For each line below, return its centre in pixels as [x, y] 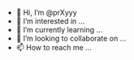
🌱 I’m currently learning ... [59, 30]
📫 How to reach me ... [54, 47]
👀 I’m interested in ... [50, 21]
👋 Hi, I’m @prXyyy [46, 13]
